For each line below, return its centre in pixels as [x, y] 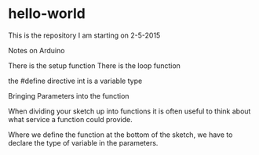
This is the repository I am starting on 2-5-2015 [84, 35]
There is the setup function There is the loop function [94, 65]
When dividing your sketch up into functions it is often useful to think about [129, 111]
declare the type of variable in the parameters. [83, 142]
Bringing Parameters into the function [69, 96]
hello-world [47, 14]
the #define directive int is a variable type [75, 81]
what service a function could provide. [70, 119]
